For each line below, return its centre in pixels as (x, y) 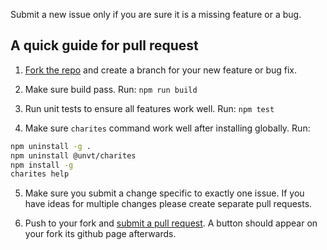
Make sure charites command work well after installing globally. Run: (167, 128)
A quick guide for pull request (104, 45)
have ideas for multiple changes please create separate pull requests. (168, 204)
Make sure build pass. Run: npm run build (111, 89)
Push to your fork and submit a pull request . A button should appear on (171, 223)
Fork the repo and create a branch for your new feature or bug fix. (161, 70)
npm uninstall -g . (51, 146)
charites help (40, 174)
